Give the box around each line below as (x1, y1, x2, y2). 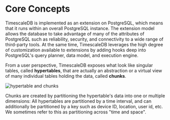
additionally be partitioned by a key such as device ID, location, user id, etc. (5, 103, 163, 109)
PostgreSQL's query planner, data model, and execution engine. (5, 52, 139, 58)
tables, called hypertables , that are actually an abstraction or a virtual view (5, 67, 162, 74)
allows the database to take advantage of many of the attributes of (5, 31, 145, 37)
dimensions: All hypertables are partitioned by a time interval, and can (5, 98, 152, 104)
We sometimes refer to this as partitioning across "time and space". (5, 109, 146, 115)
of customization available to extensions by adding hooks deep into (5, 47, 146, 53)
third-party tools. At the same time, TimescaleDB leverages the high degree (5, 41, 163, 47)
